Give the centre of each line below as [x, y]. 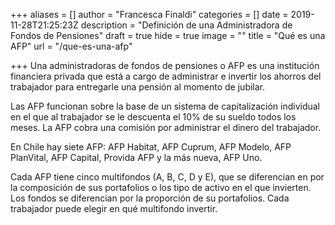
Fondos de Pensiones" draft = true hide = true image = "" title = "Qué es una [168, 35]
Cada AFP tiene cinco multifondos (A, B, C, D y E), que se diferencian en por [167, 177]
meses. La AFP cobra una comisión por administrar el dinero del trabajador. [166, 127]
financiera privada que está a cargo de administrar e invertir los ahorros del [166, 76]
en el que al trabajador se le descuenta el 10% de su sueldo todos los [153, 117]
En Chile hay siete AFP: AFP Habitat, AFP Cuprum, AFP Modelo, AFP [151, 147]
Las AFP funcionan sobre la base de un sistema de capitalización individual [165, 106]
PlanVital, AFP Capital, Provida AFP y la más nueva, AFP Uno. [136, 157]
